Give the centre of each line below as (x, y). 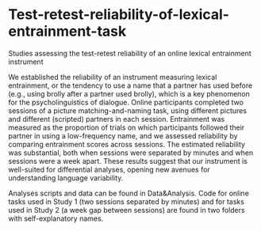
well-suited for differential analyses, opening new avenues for (109, 169)
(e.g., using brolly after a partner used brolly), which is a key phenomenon (129, 93)
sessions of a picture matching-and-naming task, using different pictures (128, 110)
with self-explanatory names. (56, 218)
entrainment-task (67, 31)
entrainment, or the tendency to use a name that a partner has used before (130, 85)
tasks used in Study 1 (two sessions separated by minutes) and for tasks (126, 201)
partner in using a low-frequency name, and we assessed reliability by (123, 135)
